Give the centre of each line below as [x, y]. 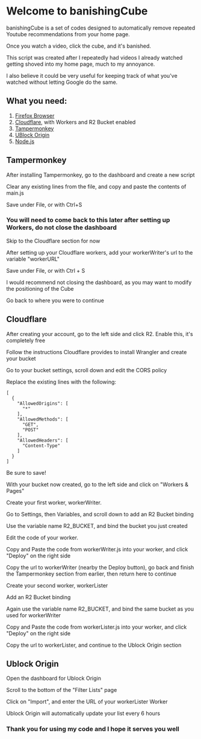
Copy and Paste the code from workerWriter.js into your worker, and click [97, 549]
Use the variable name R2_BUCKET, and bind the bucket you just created [97, 525]
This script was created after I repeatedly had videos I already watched [94, 57]
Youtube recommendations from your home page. [68, 34]
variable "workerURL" [33, 259]
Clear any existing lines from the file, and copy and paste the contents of [96, 186]
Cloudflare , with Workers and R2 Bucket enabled [75, 122]
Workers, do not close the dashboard [62, 227]
